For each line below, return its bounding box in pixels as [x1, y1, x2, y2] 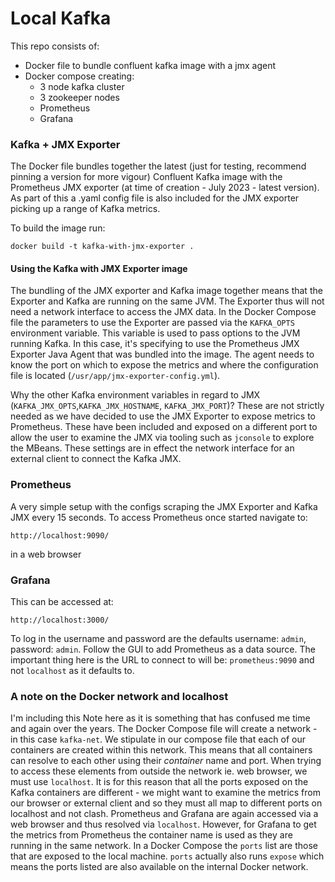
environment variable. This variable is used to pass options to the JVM [10, 327, 301, 339]
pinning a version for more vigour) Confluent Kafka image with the [10, 171, 283, 183]
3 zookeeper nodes [39, 91, 120, 103]
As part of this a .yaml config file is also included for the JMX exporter [10, 192, 300, 204]
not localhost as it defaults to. [10, 665, 135, 677]
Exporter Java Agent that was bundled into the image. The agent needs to [10, 348, 315, 361]
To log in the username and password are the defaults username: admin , [10, 633, 307, 645]
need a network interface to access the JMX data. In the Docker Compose [10, 306, 317, 318]
